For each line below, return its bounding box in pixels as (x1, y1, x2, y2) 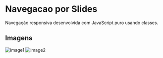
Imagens (5, 34, 33, 42)
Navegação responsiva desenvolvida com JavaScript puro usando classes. (5, 20, 159, 26)
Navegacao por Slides (5, 3, 98, 15)
